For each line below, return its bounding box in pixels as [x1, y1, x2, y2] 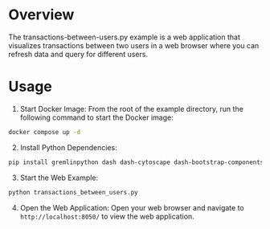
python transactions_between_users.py [8, 188, 138, 196]
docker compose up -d [8, 128, 81, 136]
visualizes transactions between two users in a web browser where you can [8, 40, 260, 50]
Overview [8, 6, 75, 24]
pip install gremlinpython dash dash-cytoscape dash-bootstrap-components [8, 158, 264, 166]
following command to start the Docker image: [19, 112, 174, 122]
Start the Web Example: [19, 173, 99, 182]
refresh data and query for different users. [8, 49, 149, 59]
